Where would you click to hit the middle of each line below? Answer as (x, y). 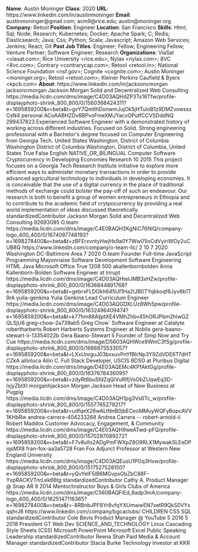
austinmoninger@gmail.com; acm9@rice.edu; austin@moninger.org (89, 21)
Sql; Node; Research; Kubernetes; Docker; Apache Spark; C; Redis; (88, 34)
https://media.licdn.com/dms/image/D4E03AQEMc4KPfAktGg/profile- (91, 367)
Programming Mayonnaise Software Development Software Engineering (94, 260)
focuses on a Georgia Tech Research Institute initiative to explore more (92, 166)
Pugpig (15, 392)
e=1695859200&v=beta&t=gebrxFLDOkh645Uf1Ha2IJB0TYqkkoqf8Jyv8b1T (99, 291)
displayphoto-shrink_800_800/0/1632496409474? (67, 310)
